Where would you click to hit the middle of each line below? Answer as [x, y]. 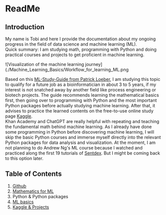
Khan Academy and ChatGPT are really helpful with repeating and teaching [82, 121]
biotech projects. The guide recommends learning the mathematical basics [82, 95]
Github [19, 186]
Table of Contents [34, 174]
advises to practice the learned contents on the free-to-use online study [79, 111]
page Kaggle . [19, 116]
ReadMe [23, 9]
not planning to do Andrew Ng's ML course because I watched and [74, 148]
